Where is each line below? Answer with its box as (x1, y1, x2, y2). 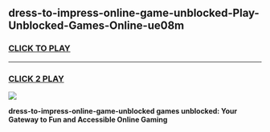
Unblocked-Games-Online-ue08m (8, 19, 185, 33)
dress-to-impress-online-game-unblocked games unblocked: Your (8, 106, 238, 115)
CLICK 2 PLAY (8, 73, 64, 84)
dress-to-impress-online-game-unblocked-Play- (8, 6, 260, 20)
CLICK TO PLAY (8, 43, 71, 54)
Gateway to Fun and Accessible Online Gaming (8, 114, 168, 124)
